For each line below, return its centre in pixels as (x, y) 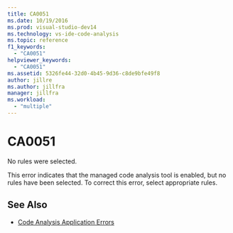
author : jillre (30, 80)
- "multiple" (33, 107)
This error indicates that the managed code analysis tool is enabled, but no (117, 175)
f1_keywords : (27, 47)
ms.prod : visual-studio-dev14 (52, 27)
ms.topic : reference (38, 40)
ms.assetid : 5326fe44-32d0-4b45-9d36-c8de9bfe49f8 (84, 73)
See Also (27, 205)
